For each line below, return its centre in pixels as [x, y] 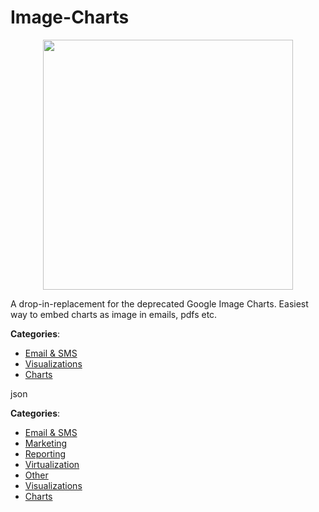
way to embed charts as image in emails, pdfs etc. [114, 314]
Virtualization [52, 464]
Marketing [46, 443]
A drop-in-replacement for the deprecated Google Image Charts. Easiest [159, 303]
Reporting [45, 453]
